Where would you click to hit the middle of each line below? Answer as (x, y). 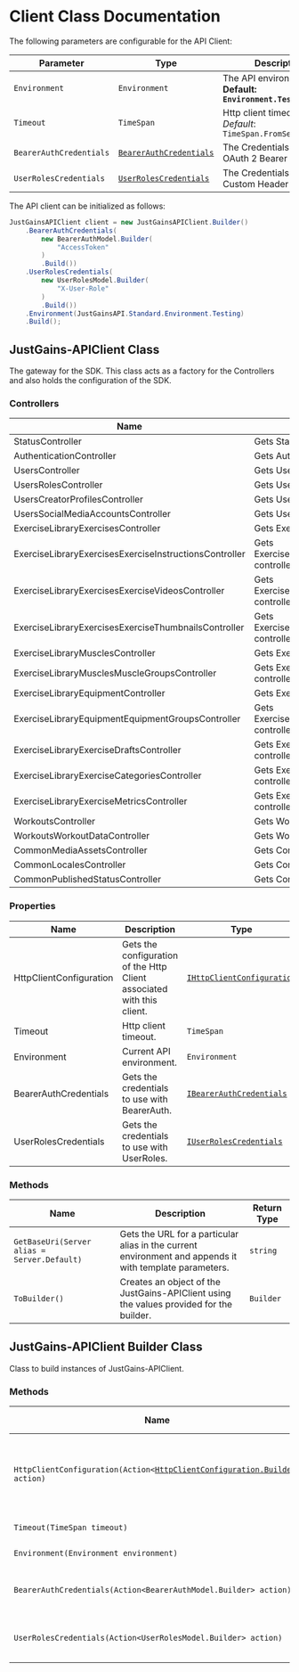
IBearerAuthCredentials (237, 1093)
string (263, 1251)
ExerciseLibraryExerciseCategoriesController (108, 775)
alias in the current (158, 1245)
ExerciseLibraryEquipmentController (89, 693)
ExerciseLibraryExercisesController (87, 529)
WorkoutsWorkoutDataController (82, 836)
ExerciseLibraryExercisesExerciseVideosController (119, 591)
